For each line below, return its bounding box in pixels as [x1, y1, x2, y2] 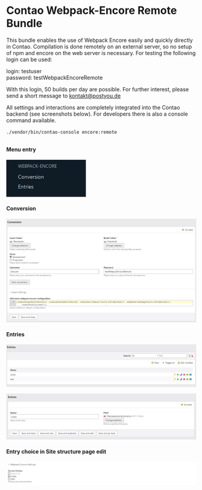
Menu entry [6, 146, 36, 153]
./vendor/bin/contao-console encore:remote [6, 129, 118, 135]
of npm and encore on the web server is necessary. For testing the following [6, 49, 196, 56]
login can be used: [6, 56, 52, 63]
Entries [6, 330, 25, 338]
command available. [6, 116, 56, 124]
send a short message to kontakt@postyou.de [6, 92, 121, 99]
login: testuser [6, 67, 42, 74]
